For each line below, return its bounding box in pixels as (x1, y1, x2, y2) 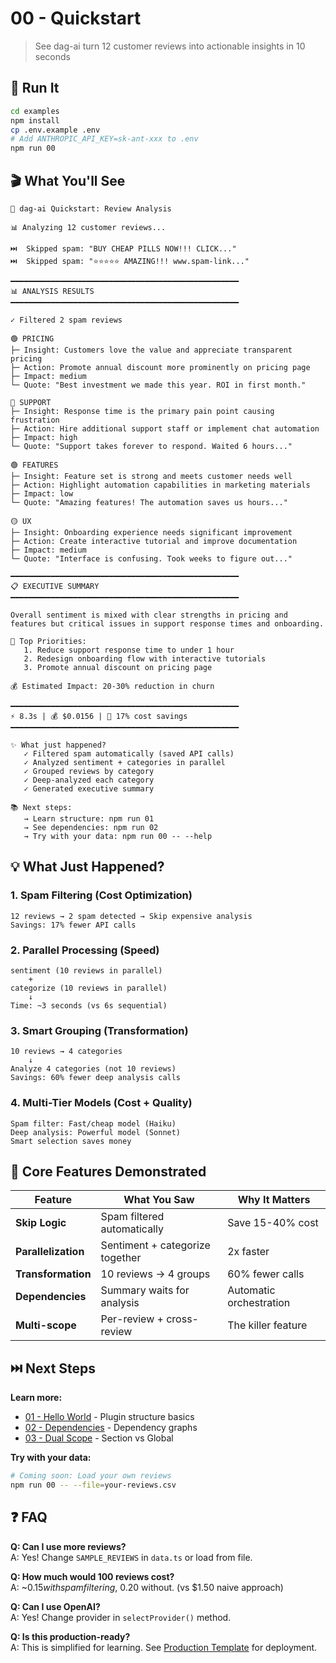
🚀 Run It (10, 80, 60, 97)
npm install (10, 115, 60, 126)
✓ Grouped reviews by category (23, 766, 155, 776)
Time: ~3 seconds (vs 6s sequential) (10, 1000, 168, 1011)
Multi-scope (15, 1318, 77, 1332)
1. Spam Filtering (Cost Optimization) (10, 888, 193, 902)
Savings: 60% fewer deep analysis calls (10, 1073, 182, 1083)
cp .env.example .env (10, 125, 101, 135)
